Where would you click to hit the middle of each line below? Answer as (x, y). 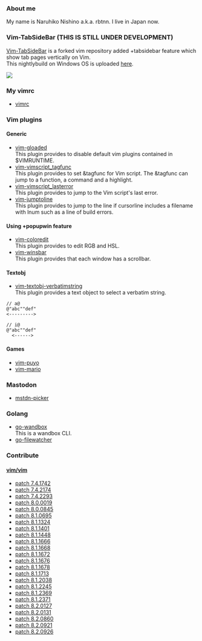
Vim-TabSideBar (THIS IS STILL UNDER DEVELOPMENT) (90, 38)
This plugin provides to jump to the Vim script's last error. (86, 193)
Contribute (23, 455)
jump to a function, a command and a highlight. (74, 180)
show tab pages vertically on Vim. (48, 57)
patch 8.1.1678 (32, 567)
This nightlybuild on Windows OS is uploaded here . (70, 63)
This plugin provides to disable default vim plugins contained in (94, 154)
